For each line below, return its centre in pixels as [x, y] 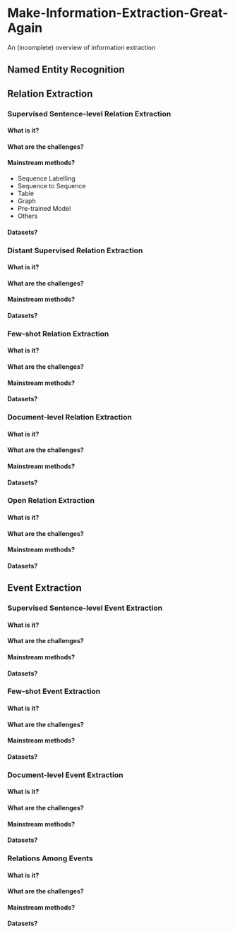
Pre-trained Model [44, 209]
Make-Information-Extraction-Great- [118, 13]
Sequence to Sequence [52, 186]
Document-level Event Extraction [65, 775]
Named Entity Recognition [66, 69]
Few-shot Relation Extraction [58, 334]
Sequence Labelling [46, 178]
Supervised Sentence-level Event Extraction [85, 608]
